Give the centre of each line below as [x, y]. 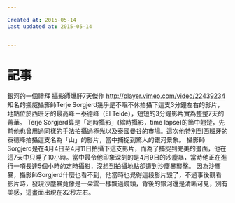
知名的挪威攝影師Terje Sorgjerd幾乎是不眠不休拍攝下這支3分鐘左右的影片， [115, 105]
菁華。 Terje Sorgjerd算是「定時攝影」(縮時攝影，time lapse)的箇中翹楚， [113, 122]
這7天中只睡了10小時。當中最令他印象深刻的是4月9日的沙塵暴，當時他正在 [114, 157]
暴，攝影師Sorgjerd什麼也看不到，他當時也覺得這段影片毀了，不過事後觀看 [115, 175]
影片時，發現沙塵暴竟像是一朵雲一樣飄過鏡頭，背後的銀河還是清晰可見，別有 [117, 183]
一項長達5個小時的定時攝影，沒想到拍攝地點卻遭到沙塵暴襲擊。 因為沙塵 [117, 166]
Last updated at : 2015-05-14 [50, 26]
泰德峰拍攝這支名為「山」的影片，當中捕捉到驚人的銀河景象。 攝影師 [106, 140]
